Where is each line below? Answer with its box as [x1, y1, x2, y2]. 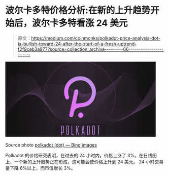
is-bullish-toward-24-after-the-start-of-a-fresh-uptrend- [17, 41, 137, 47]
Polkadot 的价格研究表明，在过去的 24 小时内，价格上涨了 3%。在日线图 [5, 152, 157, 158]
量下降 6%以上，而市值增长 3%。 [5, 165, 76, 171]
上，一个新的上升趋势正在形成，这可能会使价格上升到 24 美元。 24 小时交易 [5, 158, 164, 165]
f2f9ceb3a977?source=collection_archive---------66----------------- [17, 46, 164, 52]
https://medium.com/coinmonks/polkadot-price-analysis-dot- [31, 35, 161, 41]
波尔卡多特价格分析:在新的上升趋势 [5, 5, 151, 16]
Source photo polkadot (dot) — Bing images [5, 142, 97, 148]
